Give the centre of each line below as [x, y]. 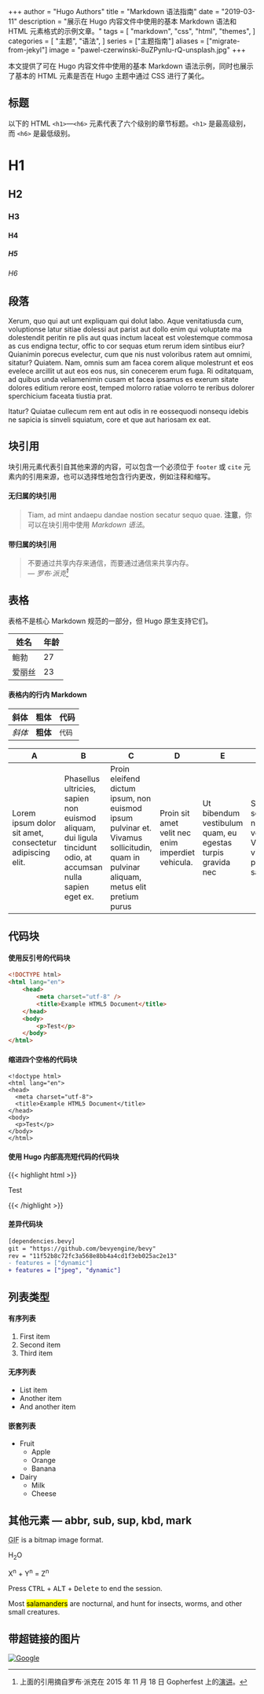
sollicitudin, [131, 847]
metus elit [128, 886]
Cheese [44, 1494]
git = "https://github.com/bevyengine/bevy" [82, 1248]
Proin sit [175, 813]
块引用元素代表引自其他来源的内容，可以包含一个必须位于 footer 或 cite [125, 467]
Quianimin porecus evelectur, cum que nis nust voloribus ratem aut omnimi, [130, 354]
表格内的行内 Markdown [48, 695]
